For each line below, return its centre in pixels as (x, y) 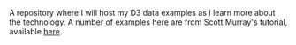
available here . (36, 31)
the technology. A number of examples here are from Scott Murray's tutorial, (148, 22)
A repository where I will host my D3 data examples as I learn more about (142, 13)
